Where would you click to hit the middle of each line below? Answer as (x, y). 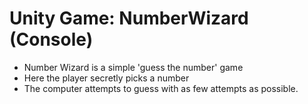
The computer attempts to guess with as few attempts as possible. (161, 88)
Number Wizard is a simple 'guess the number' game (133, 67)
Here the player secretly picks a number (106, 78)
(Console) (51, 39)
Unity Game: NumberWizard (129, 18)
